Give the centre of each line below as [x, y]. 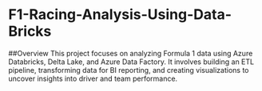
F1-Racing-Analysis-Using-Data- [120, 15]
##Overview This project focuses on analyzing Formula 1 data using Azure [131, 53]
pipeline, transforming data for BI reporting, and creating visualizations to [129, 70]
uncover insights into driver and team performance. [93, 78]
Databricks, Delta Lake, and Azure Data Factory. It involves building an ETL [131, 62]
